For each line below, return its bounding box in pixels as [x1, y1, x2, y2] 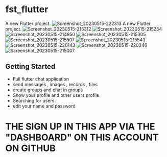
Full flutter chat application [12, 75, 69, 82]
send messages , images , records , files [12, 81, 98, 87]
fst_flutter [5, 4, 49, 15]
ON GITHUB [5, 142, 56, 154]
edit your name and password [12, 103, 76, 109]
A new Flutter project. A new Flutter [5, 20, 151, 27]
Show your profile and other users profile [12, 92, 100, 98]
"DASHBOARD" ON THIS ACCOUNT [5, 132, 159, 143]
